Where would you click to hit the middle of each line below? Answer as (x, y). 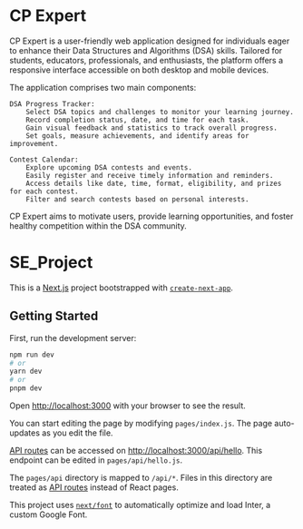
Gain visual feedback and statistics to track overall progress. (152, 128)
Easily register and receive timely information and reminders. (150, 175)
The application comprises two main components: (103, 87)
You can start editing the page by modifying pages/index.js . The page (141, 424)
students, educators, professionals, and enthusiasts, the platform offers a (147, 60)
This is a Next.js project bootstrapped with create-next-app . (122, 288)
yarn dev (26, 372)
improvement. (34, 143)
